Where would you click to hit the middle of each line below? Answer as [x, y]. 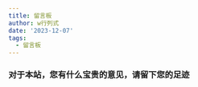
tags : [17, 38]
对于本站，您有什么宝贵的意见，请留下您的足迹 [99, 75]
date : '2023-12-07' [41, 30]
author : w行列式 [34, 23]
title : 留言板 [30, 16]
